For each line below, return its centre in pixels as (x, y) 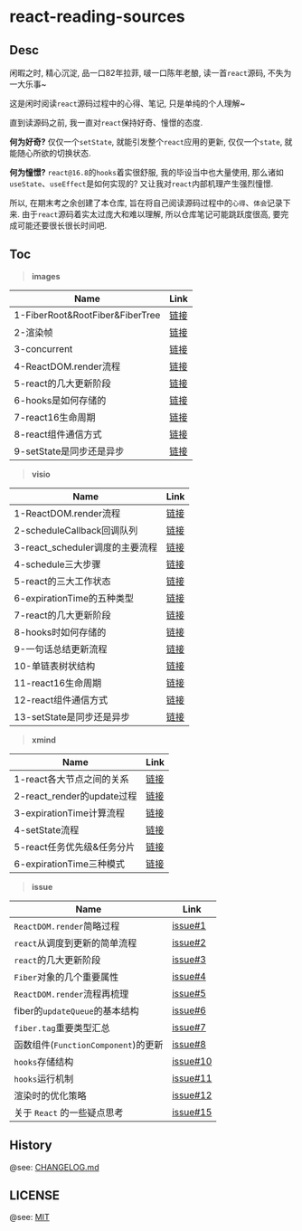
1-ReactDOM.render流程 (67, 513)
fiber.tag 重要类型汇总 (62, 1027)
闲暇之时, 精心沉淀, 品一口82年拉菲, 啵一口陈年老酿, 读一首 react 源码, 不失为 (151, 73)
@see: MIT (29, 1217)
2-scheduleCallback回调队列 (76, 530)
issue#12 (192, 1094)
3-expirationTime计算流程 (69, 813)
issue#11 (192, 1078)
